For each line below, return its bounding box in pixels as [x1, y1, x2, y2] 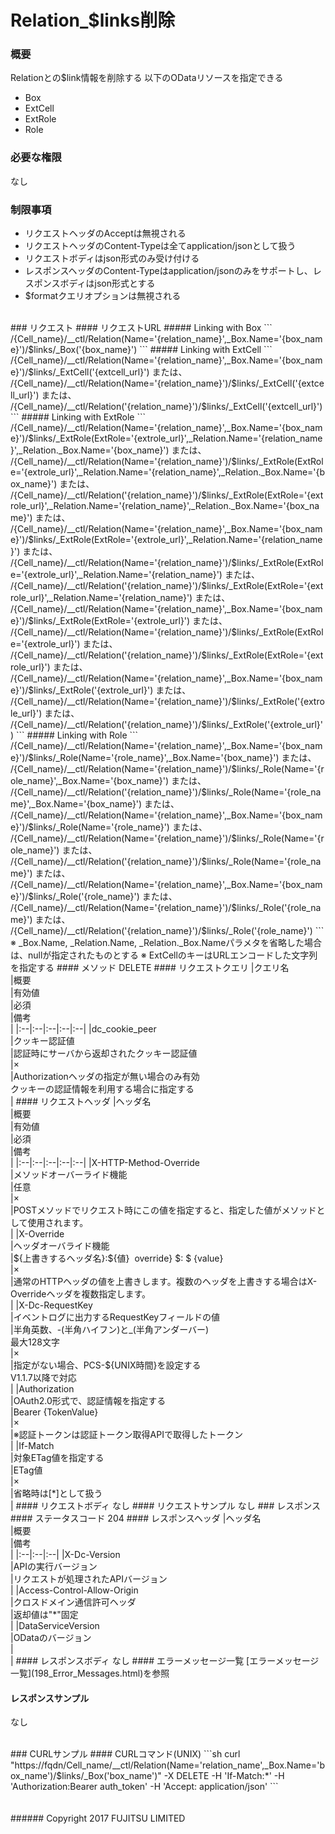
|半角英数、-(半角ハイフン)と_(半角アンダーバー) [10, 1324, 210, 1336]
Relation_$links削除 [10, 9, 176, 32]
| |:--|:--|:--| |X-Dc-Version [10, 1549, 121, 1561]
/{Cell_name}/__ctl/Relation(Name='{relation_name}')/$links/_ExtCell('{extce [10, 377, 325, 390]
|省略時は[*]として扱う [10, 1487, 103, 1500]
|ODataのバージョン [10, 1632, 92, 1644]
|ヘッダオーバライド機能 [10, 1240, 110, 1252]
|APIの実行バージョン [10, 1561, 98, 1573]
